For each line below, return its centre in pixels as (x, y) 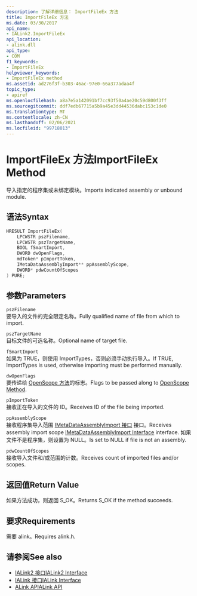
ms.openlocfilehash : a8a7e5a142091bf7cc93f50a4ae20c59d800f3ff (87, 100)
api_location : (24, 39)
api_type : (19, 51)
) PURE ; (16, 275)
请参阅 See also (34, 557)
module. (16, 196)
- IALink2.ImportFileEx (36, 34)
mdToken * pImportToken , (47, 259)
